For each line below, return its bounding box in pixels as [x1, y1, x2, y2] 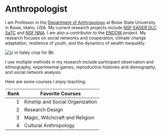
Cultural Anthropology [24, 122, 75, 129]
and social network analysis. [5, 69, 62, 75]
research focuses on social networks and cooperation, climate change [5, 35, 146, 41]
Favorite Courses [40, 90, 81, 97]
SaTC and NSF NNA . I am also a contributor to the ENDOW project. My [5, 30, 146, 35]
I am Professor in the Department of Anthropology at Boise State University [5, 19, 156, 25]
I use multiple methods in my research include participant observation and [5, 59, 154, 65]
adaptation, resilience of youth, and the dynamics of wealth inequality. [5, 40, 146, 46]
